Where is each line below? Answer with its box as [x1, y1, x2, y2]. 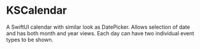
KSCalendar [6, 4, 67, 17]
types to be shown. [6, 36, 54, 43]
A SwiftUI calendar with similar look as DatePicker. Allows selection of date [6, 23, 190, 30]
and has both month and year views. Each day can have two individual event [6, 29, 195, 36]
